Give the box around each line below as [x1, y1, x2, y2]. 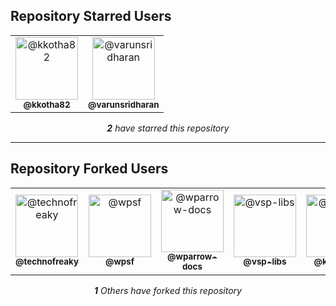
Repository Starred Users [10, 8, 172, 25]
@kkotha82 [23, 99, 71, 110]
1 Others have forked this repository [94, 284, 242, 296]
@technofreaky [15, 256, 79, 268]
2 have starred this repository [106, 122, 230, 134]
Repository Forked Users [10, 160, 169, 178]
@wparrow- [167, 251, 218, 263]
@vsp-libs [243, 256, 287, 268]
